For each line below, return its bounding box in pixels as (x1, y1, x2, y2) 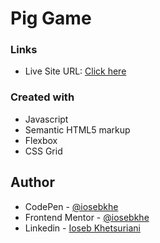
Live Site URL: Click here (24, 65, 127, 77)
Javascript (24, 113, 69, 125)
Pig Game (10, 7, 92, 30)
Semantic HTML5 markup (24, 123, 131, 136)
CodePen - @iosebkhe (24, 200, 119, 212)
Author (10, 174, 55, 191)
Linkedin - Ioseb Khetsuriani (24, 222, 141, 234)
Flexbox (24, 134, 58, 146)
